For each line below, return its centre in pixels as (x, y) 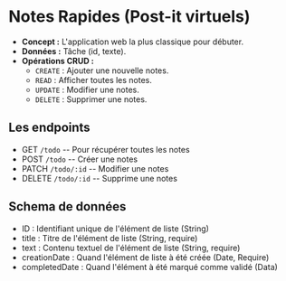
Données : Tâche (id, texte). (74, 51)
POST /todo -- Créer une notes (80, 159)
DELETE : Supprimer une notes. (91, 99)
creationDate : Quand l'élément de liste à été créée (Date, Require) (145, 257)
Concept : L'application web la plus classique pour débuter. (133, 42)
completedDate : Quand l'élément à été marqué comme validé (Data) (149, 267)
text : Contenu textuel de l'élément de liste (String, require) (131, 248)
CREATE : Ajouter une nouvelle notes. (102, 70)
